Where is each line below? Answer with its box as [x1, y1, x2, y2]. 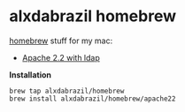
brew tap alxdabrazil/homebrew [9, 86, 125, 95]
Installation [9, 69, 51, 80]
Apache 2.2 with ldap [21, 52, 100, 63]
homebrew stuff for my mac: [9, 35, 113, 46]
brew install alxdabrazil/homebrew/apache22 [9, 94, 176, 103]
